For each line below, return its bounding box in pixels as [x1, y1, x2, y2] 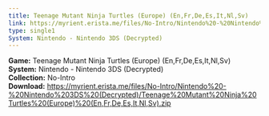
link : [8, 19, 26, 27]
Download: [8, 82, 46, 91]
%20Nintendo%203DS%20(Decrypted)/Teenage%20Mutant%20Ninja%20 [8, 90, 258, 100]
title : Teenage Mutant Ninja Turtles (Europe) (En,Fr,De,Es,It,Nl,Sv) [8, 11, 249, 20]
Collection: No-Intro [8, 73, 76, 82]
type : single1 [8, 26, 56, 34]
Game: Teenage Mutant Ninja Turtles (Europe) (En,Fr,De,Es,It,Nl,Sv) [8, 56, 231, 66]
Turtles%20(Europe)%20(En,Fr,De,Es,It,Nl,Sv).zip [8, 98, 171, 108]
